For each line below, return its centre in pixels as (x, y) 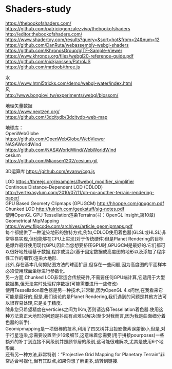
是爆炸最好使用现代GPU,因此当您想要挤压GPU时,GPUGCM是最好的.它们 (81, 245)
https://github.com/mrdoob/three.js (43, 67)
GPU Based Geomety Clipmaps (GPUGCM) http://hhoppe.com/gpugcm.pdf (85, 203)
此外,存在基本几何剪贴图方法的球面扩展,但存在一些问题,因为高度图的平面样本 (86, 264)
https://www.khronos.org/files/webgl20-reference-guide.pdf (70, 56)
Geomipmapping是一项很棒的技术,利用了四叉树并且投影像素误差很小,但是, (83, 328)
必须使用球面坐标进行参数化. (35, 271)
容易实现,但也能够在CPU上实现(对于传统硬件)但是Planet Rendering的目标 (87, 238)
